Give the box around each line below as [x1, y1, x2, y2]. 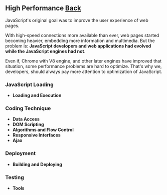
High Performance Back [5, 4, 81, 12]
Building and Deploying [12, 161, 63, 167]
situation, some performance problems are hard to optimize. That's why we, [5, 63, 162, 69]
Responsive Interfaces [12, 132, 61, 138]
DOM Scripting [12, 121, 44, 127]
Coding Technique [5, 105, 51, 112]
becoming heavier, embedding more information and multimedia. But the [5, 37, 155, 43]
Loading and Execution [12, 92, 62, 98]
